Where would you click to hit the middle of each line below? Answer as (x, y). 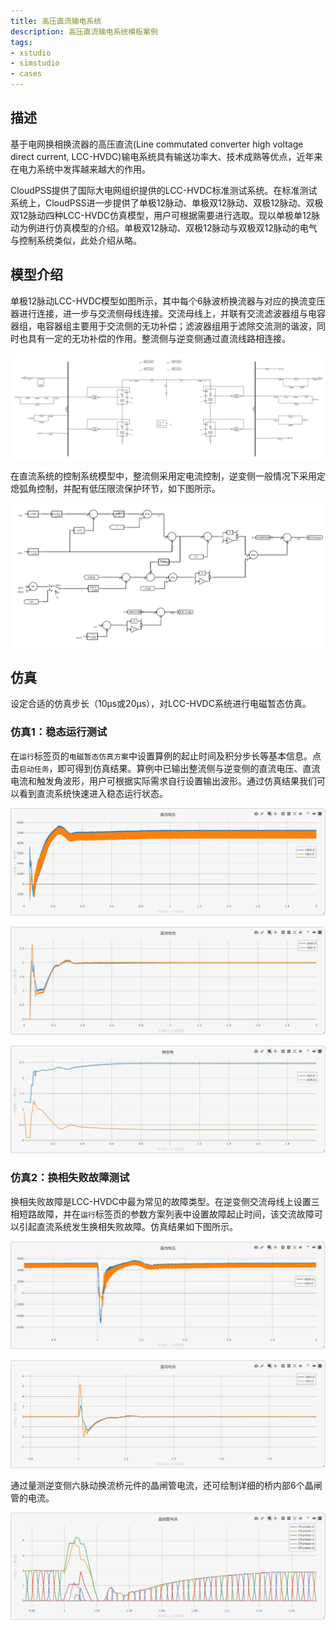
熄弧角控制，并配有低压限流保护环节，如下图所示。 (115, 488)
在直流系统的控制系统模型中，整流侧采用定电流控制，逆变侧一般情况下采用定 (168, 476)
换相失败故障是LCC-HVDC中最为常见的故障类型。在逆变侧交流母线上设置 (161, 1201)
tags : (21, 42)
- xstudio (31, 53)
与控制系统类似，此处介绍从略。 (76, 240)
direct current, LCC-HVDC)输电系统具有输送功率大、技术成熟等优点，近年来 (166, 156)
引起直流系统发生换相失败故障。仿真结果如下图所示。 (128, 1226)
